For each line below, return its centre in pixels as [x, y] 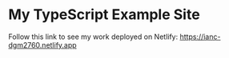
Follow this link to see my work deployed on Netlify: [93, 37]
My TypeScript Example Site [104, 15]
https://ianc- [200, 37]
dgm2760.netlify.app [43, 44]
